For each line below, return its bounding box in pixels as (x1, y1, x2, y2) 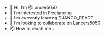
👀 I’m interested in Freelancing (9, 10, 72, 16)
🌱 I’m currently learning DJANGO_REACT (9, 15, 94, 20)
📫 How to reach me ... (9, 26, 56, 31)
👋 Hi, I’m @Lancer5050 (9, 5, 57, 10)
